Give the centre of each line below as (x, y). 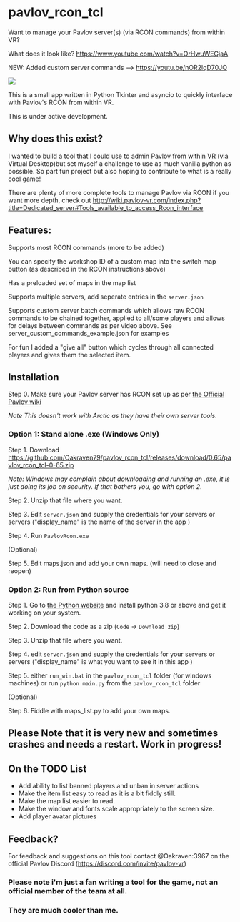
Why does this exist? (55, 139)
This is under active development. (58, 116)
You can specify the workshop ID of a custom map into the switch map (112, 261)
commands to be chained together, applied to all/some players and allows (117, 318)
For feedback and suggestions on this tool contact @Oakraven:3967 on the (119, 856)
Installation (34, 377)
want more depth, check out (50, 200)
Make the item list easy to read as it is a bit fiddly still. (97, 793)
